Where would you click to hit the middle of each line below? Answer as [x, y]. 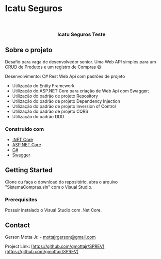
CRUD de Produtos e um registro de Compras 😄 [53, 67]
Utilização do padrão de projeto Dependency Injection [66, 101]
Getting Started [29, 170]
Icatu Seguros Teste [81, 34]
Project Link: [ [19, 246]
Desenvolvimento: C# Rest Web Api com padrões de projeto [65, 76]
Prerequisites [21, 199]
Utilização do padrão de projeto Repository [55, 96]
